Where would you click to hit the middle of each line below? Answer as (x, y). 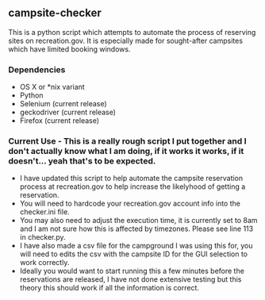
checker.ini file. (44, 212)
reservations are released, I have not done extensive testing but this (131, 279)
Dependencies (37, 69)
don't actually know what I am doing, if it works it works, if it (126, 152)
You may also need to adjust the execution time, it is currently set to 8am (138, 221)
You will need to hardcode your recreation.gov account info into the (130, 204)
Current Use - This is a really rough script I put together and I (127, 141)
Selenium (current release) (63, 104)
